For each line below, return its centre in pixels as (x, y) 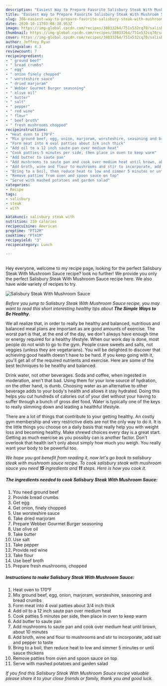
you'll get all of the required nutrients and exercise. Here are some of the (80, 361)
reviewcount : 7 (21, 51)
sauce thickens (28, 653)
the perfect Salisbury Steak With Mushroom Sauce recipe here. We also (79, 279)
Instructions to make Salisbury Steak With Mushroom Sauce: (70, 577)
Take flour (23, 556)
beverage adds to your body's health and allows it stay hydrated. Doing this (83, 391)
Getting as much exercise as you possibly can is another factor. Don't (77, 437)
